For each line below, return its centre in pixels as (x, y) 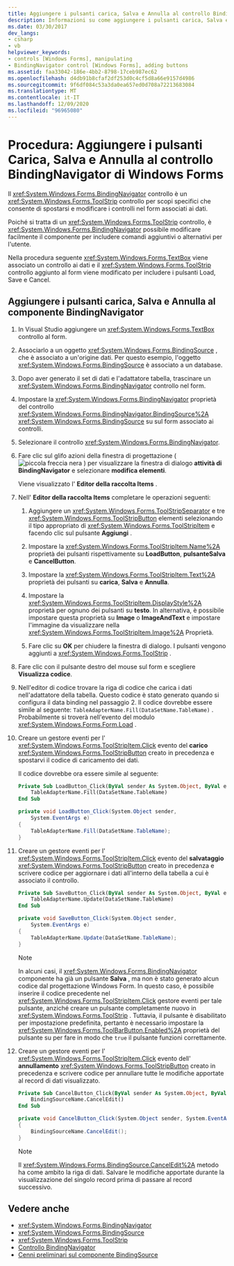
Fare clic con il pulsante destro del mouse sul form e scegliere (107, 666)
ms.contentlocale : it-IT (44, 98)
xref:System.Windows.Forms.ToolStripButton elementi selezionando (125, 518)
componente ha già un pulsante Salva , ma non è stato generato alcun (118, 978)
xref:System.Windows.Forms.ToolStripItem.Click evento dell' (105, 1058)
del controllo (36, 406)
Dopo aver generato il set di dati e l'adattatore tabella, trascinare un (114, 378)
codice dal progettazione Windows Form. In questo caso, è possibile (116, 986)
